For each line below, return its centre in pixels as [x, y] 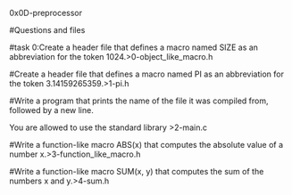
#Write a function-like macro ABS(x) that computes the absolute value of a [146, 145]
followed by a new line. [51, 110]
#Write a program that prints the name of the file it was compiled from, [139, 101]
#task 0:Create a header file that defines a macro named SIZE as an [134, 47]
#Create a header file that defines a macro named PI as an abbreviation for [146, 74]
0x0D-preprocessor [46, 13]
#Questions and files [47, 30]
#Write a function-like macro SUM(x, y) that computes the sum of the [137, 171]
